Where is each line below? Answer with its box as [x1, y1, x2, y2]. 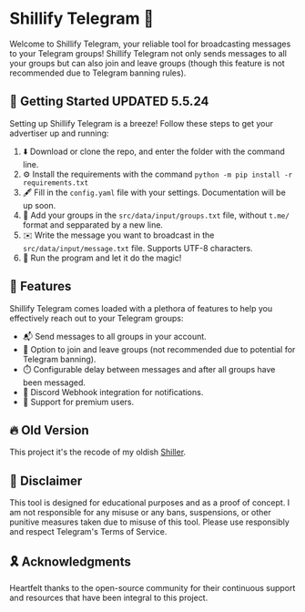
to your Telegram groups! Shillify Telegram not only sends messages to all [9, 47, 287, 58]
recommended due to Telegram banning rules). [9, 67, 187, 78]
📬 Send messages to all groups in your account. [22, 331, 207, 342]
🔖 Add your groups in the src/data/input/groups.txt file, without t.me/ [22, 209, 290, 220]
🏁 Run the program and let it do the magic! [22, 252, 182, 263]
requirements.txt [22, 178, 89, 188]
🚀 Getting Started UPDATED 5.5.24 [9, 94, 209, 109]
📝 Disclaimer [9, 473, 83, 488]
